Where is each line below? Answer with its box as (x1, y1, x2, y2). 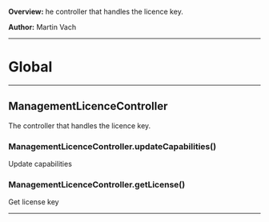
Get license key (8, 197, 59, 207)
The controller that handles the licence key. (8, 120, 151, 131)
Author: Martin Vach (8, 22, 77, 31)
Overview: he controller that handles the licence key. (8, 7, 184, 16)
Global (8, 58, 53, 76)
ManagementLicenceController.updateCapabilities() (8, 140, 217, 151)
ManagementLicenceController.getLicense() (8, 179, 186, 190)
